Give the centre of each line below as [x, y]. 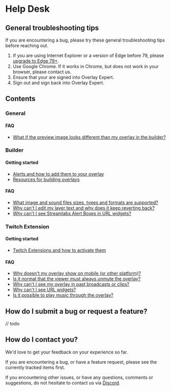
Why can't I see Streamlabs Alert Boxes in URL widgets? [72, 213]
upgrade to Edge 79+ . [36, 61]
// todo [12, 323]
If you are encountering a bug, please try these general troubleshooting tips [85, 40]
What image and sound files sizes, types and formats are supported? [85, 202]
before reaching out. [27, 46]
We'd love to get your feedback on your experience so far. [67, 352]
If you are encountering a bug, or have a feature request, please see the [81, 362]
